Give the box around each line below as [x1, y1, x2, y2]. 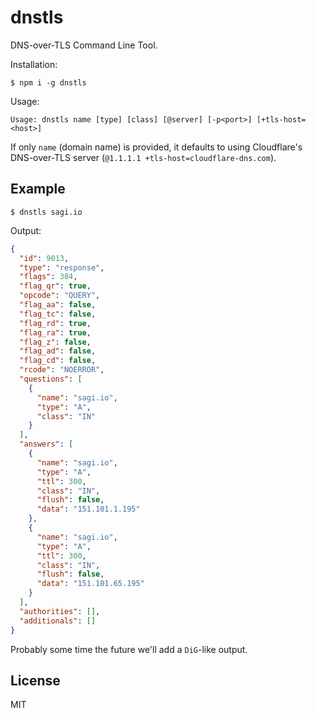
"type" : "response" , [19, 262, 105, 273]
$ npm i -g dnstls [10, 77, 87, 88]
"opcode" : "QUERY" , [19, 291, 101, 301]
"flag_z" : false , [19, 337, 92, 347]
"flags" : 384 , [19, 272, 78, 282]
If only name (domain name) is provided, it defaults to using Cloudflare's [10, 141, 303, 153]
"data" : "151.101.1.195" [36, 504, 141, 515]
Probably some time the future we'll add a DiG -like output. [10, 643, 248, 655]
